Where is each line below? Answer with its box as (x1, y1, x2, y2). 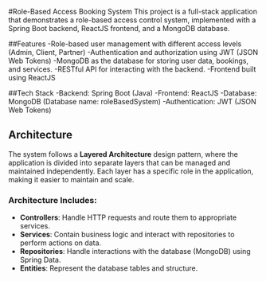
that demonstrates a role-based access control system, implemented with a (8, 15, 256, 25)
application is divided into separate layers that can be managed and (8, 158, 231, 167)
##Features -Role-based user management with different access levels (8, 39, 242, 49)
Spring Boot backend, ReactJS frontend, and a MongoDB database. (8, 24, 230, 33)
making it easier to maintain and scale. (8, 174, 135, 184)
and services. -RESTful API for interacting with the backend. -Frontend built (8, 64, 256, 74)
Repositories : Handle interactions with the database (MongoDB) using (19, 247, 251, 256)
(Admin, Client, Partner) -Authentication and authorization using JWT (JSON (8, 48, 259, 57)
